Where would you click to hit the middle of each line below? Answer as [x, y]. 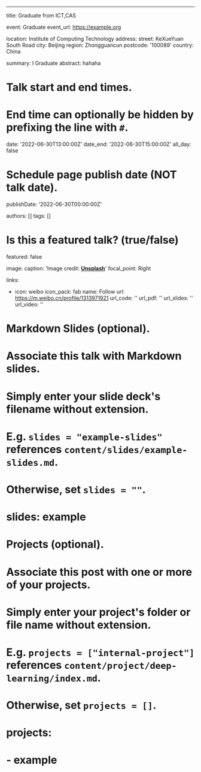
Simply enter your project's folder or [98, 612]
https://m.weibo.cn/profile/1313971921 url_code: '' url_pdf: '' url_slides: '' [104, 298]
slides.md [31, 463]
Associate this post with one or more [99, 572]
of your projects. [48, 584]
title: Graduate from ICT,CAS [41, 15]
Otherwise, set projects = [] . [81, 705]
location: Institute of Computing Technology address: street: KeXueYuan [95, 39]
